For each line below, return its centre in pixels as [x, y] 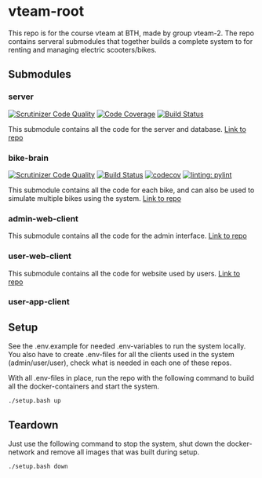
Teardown [33, 425]
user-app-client [39, 302]
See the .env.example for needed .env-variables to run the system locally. [127, 346]
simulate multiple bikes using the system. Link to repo [95, 198]
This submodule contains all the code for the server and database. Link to [127, 129]
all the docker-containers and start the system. [84, 386]
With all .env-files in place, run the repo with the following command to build [131, 378]
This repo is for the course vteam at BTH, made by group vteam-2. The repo [131, 33]
